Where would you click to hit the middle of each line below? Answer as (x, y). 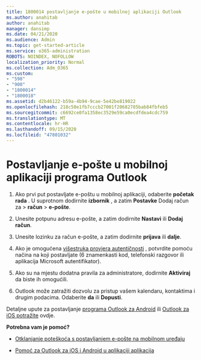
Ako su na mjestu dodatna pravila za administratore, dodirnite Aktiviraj (103, 273)
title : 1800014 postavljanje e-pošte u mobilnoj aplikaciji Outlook (94, 12)
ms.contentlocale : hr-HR (37, 124)
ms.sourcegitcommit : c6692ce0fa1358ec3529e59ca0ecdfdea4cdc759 (87, 113)
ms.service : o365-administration (48, 51)
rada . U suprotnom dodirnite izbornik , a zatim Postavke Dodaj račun (102, 200)
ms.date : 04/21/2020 (32, 34)
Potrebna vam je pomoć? (38, 327)
